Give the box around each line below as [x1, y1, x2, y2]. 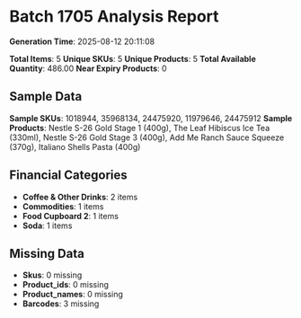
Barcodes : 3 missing [22, 298, 100, 309]
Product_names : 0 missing [22, 289, 124, 300]
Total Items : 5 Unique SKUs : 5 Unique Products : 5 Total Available [9, 53, 256, 64]
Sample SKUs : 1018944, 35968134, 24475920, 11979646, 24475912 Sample [9, 112, 293, 123]
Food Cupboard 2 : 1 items [22, 210, 120, 221]
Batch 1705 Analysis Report [9, 6, 219, 27]
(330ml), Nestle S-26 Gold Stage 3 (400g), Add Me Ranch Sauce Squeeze [9, 132, 285, 143]
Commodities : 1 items [22, 200, 104, 212]
